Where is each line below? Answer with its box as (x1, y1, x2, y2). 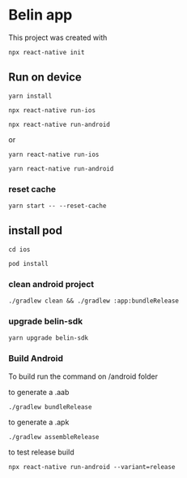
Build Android (8, 353, 63, 364)
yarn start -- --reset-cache (8, 202, 107, 211)
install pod (8, 224, 63, 237)
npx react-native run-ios (8, 106, 96, 115)
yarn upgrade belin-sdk (8, 334, 89, 342)
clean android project (8, 278, 95, 289)
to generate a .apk (8, 417, 70, 427)
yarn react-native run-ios (8, 150, 100, 159)
